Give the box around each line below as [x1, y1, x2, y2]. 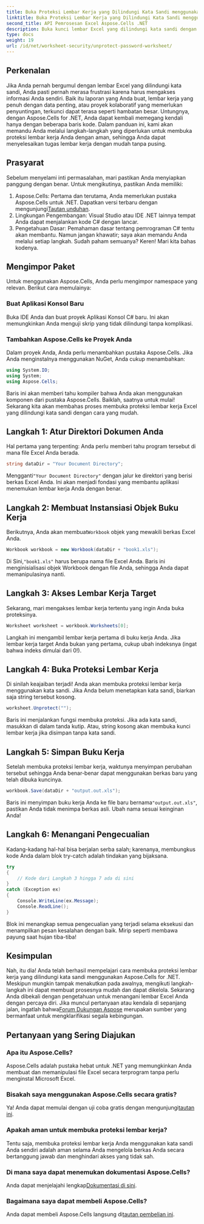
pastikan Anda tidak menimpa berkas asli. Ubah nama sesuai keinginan [6, 805, 184, 813]
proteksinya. [6, 611, 38, 618]
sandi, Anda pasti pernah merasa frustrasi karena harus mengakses [6, 88, 176, 95]
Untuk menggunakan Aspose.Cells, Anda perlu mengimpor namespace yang [6, 278, 198, 285]
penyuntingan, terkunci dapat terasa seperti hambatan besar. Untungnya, [6, 107, 190, 115]
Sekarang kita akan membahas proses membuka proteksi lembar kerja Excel [6, 402, 197, 410]
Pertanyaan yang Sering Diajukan [6, 1030, 135, 1040]
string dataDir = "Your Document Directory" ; [6, 461, 123, 467]
